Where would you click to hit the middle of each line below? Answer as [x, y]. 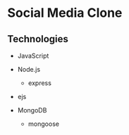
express [39, 83]
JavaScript [33, 56]
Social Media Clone [65, 13]
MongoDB [32, 110]
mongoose [44, 124]
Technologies [38, 39]
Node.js [29, 69]
